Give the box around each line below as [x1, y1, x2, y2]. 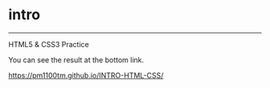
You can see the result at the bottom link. [8, 54, 145, 65]
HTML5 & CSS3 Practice [8, 39, 90, 49]
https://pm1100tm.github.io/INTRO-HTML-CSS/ [8, 70, 164, 80]
